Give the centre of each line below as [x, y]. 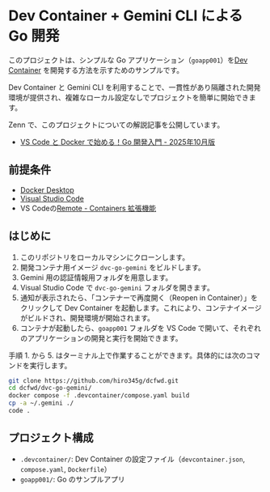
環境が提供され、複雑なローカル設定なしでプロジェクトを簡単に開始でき [129, 97]
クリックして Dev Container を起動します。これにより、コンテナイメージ [141, 307]
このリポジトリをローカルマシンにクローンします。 [105, 257]
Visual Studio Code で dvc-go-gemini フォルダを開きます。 [117, 287]
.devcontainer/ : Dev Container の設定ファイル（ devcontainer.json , [132, 459]
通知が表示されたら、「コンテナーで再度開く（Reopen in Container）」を [139, 297]
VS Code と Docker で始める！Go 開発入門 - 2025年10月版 [118, 142]
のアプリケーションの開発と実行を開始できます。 [101, 338]
